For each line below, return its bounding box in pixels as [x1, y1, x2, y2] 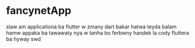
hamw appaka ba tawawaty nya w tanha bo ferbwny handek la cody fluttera [6, 29, 189, 36]
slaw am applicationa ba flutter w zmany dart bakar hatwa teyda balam [6, 23, 177, 30]
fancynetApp [6, 4, 71, 17]
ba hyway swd [6, 35, 41, 42]
